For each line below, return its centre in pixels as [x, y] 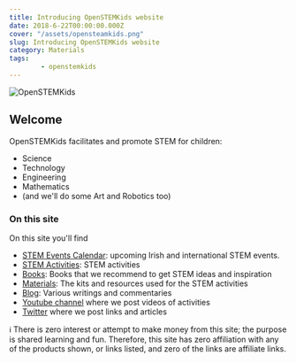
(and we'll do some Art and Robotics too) [96, 196]
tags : [19, 58]
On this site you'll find [49, 238]
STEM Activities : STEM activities [81, 264]
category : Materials [47, 50]
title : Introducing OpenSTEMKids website [87, 17]
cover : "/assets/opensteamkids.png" [76, 34]
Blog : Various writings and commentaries [97, 292]
